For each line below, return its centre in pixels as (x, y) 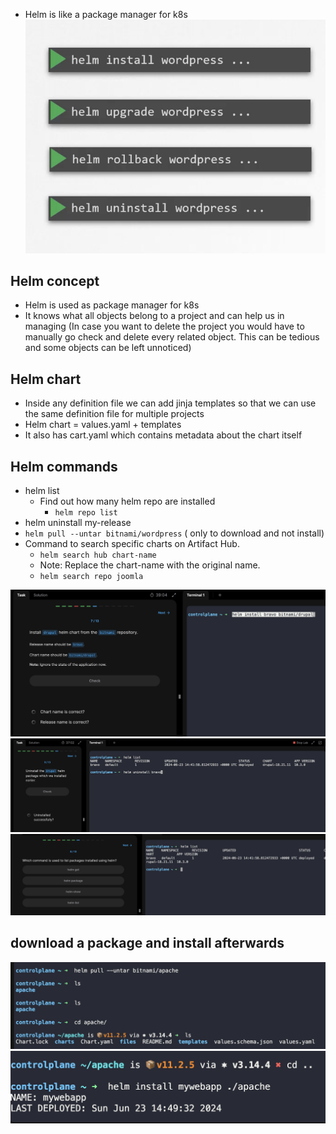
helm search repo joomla (91, 577)
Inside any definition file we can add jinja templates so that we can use (170, 403)
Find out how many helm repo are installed (127, 501)
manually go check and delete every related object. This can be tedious (172, 337)
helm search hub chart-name (98, 555)
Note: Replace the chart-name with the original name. (150, 565)
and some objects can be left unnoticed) (108, 348)
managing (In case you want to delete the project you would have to (164, 326)
